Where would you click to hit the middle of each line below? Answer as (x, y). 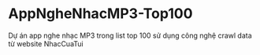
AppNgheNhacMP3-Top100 (100, 14)
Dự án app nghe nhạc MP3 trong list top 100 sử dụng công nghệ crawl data (130, 35)
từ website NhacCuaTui (46, 43)
